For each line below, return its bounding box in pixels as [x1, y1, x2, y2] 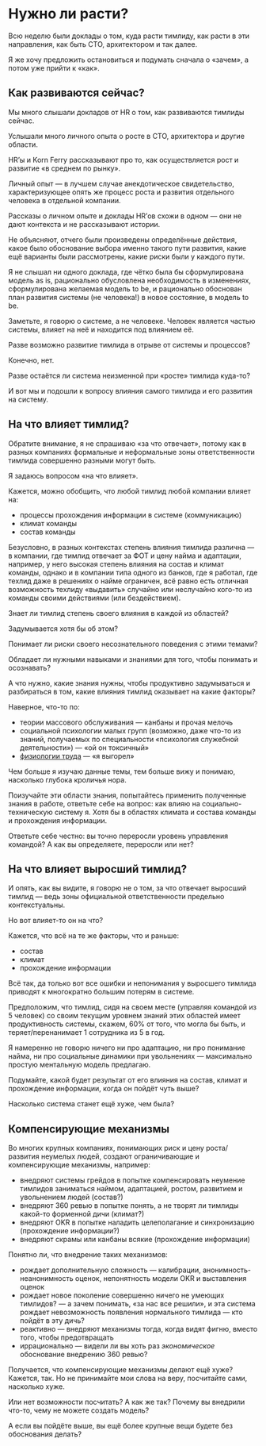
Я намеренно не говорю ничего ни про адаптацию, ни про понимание [8, 1043, 245, 1052]
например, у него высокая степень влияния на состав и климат [8, 559, 224, 568]
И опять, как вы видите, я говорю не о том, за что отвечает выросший [8, 883, 247, 893]
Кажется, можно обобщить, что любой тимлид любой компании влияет [8, 486, 252, 496]
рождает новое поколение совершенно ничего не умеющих [19, 1290, 225, 1300]
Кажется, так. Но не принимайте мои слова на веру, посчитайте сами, [8, 1374, 248, 1383]
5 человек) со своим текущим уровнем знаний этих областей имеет [8, 1011, 241, 1021]
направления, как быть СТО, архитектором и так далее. [8, 39, 198, 48]
